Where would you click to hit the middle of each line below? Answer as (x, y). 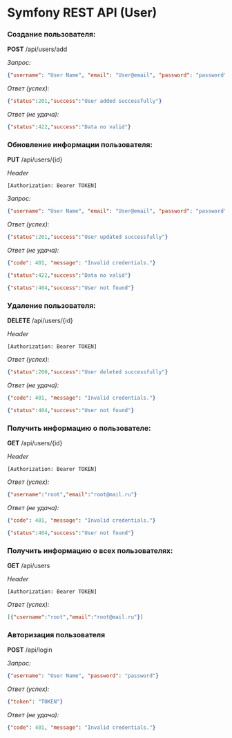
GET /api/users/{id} (35, 443)
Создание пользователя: (51, 35)
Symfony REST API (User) (82, 13)
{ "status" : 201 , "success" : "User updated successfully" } (88, 237)
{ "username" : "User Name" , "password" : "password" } (83, 676)
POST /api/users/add (37, 49)
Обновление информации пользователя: (80, 145)
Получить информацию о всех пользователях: (90, 550)
